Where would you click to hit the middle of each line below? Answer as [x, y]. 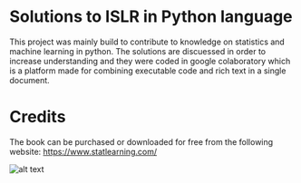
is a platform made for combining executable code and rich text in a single [148, 71]
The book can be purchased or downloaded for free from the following [141, 141]
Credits [38, 117]
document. [29, 80]
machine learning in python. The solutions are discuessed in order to [138, 51]
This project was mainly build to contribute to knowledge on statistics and [147, 42]
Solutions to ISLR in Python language [151, 17]
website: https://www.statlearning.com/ [83, 151]
